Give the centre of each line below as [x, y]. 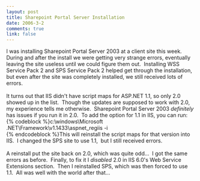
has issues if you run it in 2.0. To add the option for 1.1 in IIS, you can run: [97, 115]
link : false [21, 34]
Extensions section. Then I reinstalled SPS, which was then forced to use [97, 167]
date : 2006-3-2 [25, 23]
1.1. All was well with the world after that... [58, 173]
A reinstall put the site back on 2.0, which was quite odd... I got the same [97, 153]
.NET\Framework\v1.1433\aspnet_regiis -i [57, 128]
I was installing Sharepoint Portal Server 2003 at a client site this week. [94, 51]
